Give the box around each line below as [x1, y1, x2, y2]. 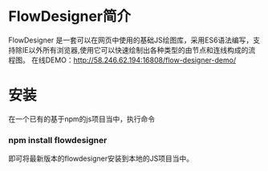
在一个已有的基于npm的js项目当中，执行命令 [8, 113, 155, 124]
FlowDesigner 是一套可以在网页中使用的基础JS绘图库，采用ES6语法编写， [8, 35, 254, 45]
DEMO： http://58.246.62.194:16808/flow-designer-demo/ [45, 55, 237, 65]
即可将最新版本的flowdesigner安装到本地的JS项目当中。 [8, 153, 194, 164]
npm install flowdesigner [8, 134, 108, 145]
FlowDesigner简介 [8, 7, 131, 26]
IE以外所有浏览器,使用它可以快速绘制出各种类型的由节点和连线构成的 [22, 45, 249, 54]
